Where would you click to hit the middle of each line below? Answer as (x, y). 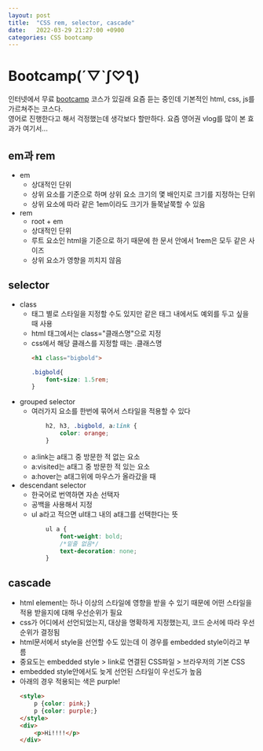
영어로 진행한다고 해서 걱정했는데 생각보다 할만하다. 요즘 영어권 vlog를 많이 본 (127, 119)
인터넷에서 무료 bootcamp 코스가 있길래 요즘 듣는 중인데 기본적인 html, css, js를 (131, 99)
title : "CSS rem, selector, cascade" (71, 23)
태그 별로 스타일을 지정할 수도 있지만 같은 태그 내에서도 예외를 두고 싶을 (140, 313)
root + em (47, 221)
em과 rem (32, 155)
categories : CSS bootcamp (50, 37)
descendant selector (53, 485)
